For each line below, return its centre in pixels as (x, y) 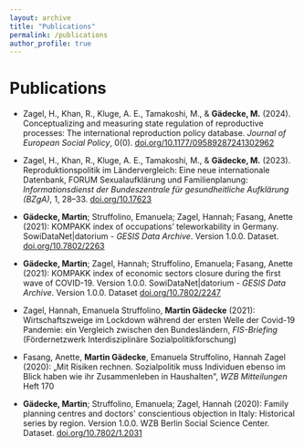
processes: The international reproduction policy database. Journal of (154, 133)
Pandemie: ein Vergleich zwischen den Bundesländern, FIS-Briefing (150, 330)
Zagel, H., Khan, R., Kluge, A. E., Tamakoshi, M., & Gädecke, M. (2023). (157, 161)
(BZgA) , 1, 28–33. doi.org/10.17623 (87, 199)
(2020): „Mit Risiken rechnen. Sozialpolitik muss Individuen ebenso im (154, 367)
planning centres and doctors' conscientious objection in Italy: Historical (158, 414)
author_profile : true (51, 43)
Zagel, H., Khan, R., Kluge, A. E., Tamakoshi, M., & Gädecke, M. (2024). (157, 114)
